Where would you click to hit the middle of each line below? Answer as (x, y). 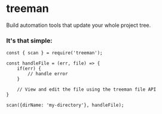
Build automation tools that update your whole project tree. (79, 25)
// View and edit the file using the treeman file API (87, 90)
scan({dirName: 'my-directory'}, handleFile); (65, 105)
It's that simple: (29, 41)
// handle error (48, 74)
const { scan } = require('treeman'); (54, 53)
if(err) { (29, 69)
